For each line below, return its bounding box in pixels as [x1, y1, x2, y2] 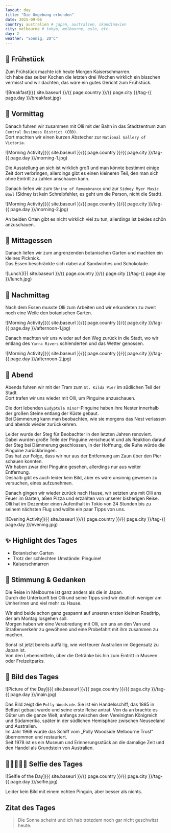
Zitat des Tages [5, 803, 56, 812]
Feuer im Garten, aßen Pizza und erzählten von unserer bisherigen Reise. [5, 495, 159, 501]
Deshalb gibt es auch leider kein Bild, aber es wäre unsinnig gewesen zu [5, 474, 158, 480]
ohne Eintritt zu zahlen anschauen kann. [5, 175, 90, 181]
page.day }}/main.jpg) [10, 691, 57, 698]
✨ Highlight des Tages [5, 536, 78, 545]
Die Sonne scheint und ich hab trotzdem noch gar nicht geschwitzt [17, 817, 158, 823]
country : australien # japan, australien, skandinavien [5, 21, 127, 27]
